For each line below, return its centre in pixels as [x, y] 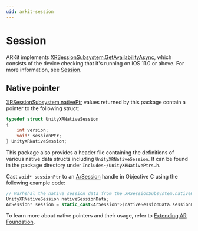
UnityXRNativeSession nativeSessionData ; [58, 199]
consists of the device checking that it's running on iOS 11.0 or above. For [95, 63]
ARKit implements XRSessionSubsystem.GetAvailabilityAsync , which [89, 57]
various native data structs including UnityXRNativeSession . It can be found [97, 159]
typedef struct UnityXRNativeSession [52, 119]
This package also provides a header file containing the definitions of [90, 152]
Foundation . [21, 222]
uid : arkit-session [30, 11]
